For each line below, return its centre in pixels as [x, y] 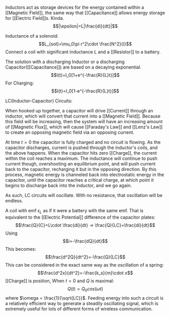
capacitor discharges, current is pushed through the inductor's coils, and [82, 148]
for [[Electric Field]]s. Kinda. [35, 18]
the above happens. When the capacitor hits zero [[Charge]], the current [81, 153]
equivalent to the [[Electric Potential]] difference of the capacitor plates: [80, 217]
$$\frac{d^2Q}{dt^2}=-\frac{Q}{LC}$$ [85, 257]
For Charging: [20, 83]
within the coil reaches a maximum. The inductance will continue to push [81, 158]
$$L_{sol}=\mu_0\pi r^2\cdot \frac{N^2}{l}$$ [85, 44]
